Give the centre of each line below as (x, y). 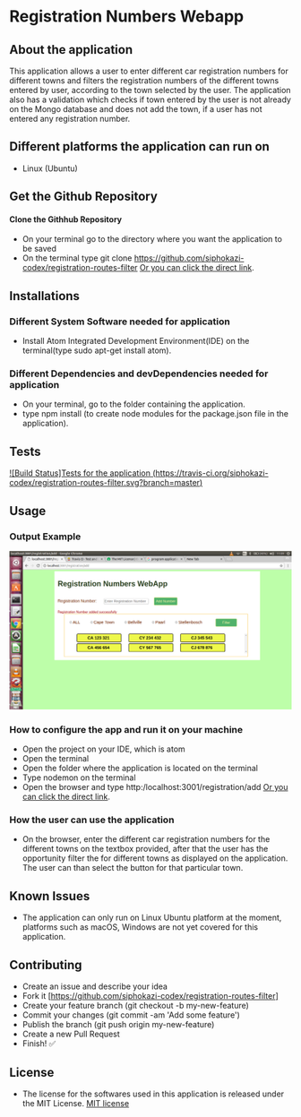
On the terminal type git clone (77, 258)
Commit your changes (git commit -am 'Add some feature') (131, 1015)
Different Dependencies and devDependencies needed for (139, 374)
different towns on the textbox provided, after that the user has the (145, 849)
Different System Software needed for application (120, 322)
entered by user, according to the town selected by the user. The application (150, 90)
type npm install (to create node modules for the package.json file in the (155, 414)
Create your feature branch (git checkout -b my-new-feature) (135, 1006)
